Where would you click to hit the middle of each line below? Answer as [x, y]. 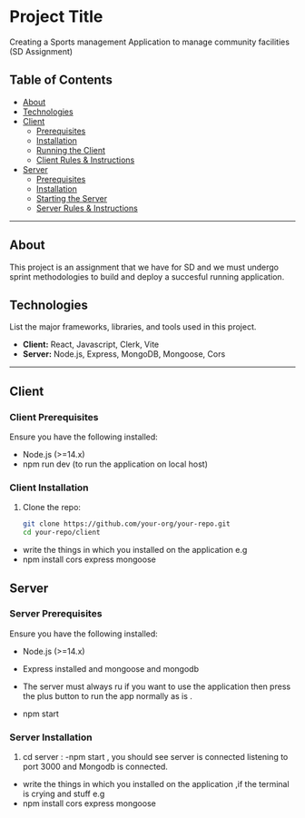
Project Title [56, 17]
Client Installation [49, 488]
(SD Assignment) [41, 51]
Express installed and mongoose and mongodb [111, 668]
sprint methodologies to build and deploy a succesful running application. [147, 276]
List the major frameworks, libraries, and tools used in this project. [133, 327]
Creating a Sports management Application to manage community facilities [150, 42]
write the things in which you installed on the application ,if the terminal [156, 784]
